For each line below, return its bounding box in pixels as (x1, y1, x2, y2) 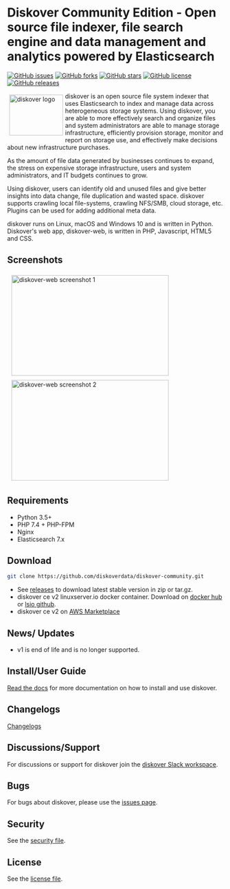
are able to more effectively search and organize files (65, 113, 216, 122)
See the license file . (7, 875, 63, 883)
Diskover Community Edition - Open (7, 5, 216, 21)
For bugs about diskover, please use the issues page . (7, 798, 158, 806)
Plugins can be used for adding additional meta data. (7, 206, 157, 215)
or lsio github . (16, 600, 56, 608)
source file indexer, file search (7, 19, 183, 35)
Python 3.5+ (16, 513, 53, 521)
